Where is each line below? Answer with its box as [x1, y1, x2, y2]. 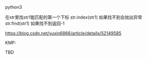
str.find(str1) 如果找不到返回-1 [5, 21, 65, 26]
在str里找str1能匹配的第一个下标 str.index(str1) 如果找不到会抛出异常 [5, 14, 143, 20]
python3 [5, 4, 22, 10]
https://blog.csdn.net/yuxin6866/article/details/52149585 [5, 30, 121, 36]
